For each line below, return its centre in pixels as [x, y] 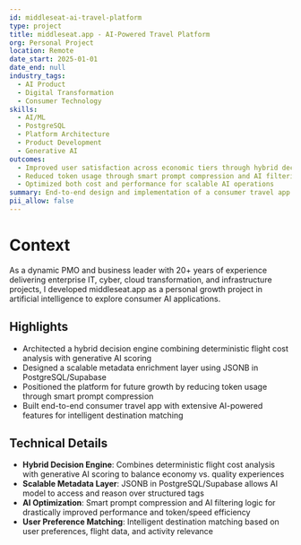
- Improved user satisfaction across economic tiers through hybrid [148, 168]
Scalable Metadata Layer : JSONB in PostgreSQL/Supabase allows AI [150, 484]
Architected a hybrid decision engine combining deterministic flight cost [155, 348]
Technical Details [59, 443]
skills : [24, 109]
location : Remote [42, 51]
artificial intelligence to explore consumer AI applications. [115, 298]
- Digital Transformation [66, 92]
